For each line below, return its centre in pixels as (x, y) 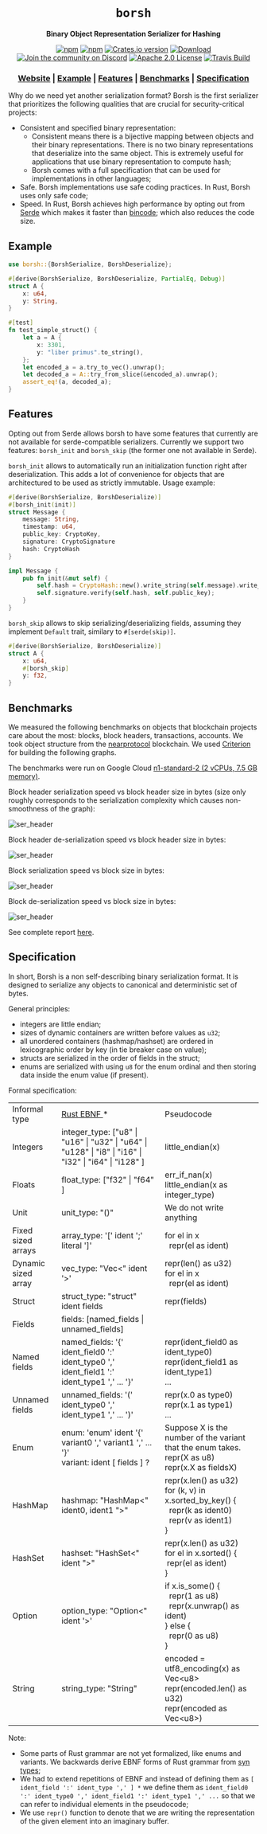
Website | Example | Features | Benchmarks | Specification (133, 78)
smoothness (29, 809)
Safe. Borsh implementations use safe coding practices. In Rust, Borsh (135, 187)
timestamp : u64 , (50, 527)
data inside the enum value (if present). (84, 1075)
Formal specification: (43, 1090)
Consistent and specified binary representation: (98, 128)
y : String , (41, 301)
